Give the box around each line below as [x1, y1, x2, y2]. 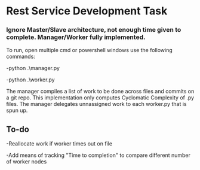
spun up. [6, 107, 28, 114]
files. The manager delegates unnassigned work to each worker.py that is [6, 101, 187, 108]
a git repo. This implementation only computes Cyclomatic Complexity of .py [6, 94, 195, 101]
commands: [6, 53, 36, 60]
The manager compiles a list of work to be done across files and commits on [6, 88, 195, 95]
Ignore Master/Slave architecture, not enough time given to [6, 26, 181, 34]
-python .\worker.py [6, 76, 55, 83]
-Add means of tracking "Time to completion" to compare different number [6, 151, 191, 159]
